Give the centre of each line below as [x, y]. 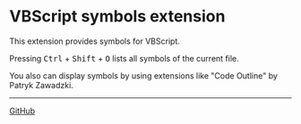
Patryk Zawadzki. [41, 85]
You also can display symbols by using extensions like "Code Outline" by [143, 75]
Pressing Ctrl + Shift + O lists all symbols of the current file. [124, 58]
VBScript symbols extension [117, 17]
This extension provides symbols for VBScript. [95, 41]
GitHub [22, 111]
